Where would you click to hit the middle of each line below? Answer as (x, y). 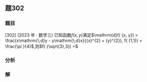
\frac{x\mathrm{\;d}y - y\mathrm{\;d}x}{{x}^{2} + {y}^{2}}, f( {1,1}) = (74, 41)
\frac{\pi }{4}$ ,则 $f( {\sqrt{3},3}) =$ (42, 46)
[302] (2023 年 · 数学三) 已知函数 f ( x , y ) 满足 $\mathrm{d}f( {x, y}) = (72, 35)
